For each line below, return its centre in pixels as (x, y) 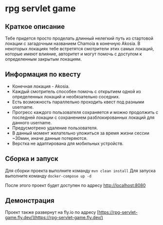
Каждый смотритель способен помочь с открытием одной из (76, 91)
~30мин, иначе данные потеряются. (50, 138)
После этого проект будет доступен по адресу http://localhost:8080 (75, 185)
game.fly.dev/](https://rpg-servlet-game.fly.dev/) (54, 218)
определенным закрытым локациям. (43, 59)
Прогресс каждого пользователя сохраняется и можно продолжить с (85, 112)
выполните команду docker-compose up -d (48, 176)
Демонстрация (30, 201)
